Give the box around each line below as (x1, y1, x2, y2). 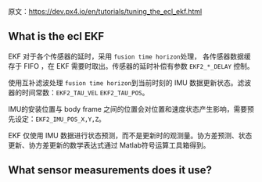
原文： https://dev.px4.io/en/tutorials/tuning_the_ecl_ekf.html (8, 7, 203, 16)
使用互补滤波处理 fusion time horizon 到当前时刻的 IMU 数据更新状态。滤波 (8, 77, 252, 87)
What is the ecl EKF (8, 30, 105, 43)
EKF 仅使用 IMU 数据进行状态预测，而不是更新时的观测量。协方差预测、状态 (8, 130, 253, 140)
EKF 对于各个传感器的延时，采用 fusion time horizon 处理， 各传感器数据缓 (8, 52, 251, 61)
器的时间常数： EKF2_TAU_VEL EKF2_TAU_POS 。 (8, 87, 149, 97)
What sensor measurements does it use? (8, 163, 213, 177)
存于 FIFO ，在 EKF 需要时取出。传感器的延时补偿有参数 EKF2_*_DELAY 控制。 (8, 61, 254, 70)
